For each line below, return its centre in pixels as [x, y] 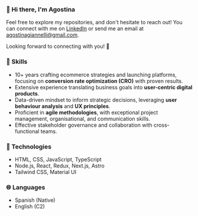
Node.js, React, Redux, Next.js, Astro [59, 166]
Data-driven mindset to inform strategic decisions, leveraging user [96, 99]
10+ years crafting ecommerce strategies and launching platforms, [96, 75]
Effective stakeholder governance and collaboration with [83, 125]
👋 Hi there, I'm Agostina [41, 9]
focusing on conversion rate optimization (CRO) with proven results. [99, 81]
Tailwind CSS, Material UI [46, 172]
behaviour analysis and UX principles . [62, 106]
